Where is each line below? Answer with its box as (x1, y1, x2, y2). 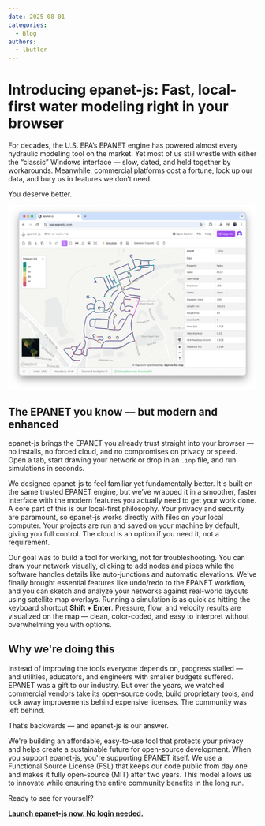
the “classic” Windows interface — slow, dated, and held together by (8, 158, 231, 167)
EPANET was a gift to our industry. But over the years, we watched (8, 680, 225, 690)
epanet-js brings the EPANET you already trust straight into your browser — (8, 438, 254, 447)
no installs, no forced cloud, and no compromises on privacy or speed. (8, 447, 238, 456)
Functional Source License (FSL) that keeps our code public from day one (8, 761, 248, 771)
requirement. (8, 537, 50, 547)
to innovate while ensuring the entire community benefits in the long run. (8, 778, 244, 787)
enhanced (8, 417, 59, 431)
